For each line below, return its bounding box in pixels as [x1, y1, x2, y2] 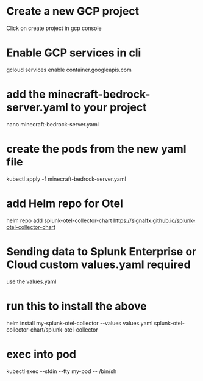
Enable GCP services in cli [6, 46, 141, 60]
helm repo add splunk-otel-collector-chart [6, 217, 112, 224]
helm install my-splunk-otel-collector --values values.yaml [6, 319, 153, 327]
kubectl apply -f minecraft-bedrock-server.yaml [6, 175, 126, 183]
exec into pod [6, 347, 76, 361]
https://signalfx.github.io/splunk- [113, 217, 196, 224]
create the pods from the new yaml [6, 142, 187, 156]
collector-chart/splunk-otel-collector [6, 325, 99, 333]
